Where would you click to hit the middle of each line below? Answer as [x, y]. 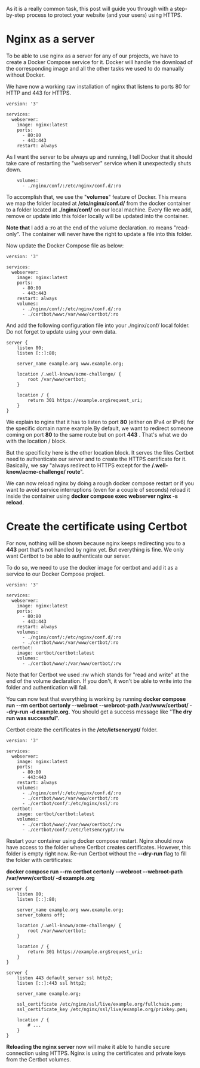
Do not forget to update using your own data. [61, 331]
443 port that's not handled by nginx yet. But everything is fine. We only [95, 549]
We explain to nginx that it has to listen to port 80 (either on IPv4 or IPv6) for [100, 422]
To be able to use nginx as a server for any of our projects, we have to [93, 56]
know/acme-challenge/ [36, 471]
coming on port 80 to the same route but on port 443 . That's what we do [97, 434]
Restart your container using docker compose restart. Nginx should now [95, 840]
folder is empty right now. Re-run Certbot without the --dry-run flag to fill [96, 854]
